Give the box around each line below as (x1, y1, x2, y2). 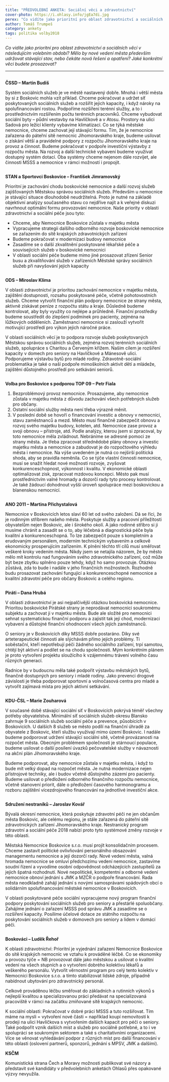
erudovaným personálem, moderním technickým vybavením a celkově (5, 538, 151, 544)
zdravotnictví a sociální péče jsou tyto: (5, 210, 86, 216)
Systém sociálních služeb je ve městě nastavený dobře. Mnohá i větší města (5, 89, 163, 95)
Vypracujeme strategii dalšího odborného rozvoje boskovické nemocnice (12, 225, 164, 231)
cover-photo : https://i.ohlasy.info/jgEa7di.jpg (5, 12, 109, 17)
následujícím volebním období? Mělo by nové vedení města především (5, 50, 151, 56)
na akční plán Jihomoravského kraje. (5, 751, 81, 756)
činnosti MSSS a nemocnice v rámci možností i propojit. (5, 160, 121, 165)
